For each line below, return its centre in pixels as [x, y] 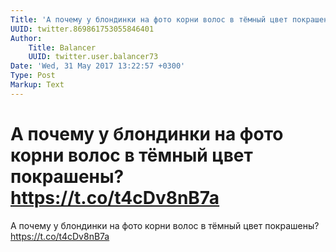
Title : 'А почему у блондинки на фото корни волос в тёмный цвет [149, 19]
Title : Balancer [62, 47]
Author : [26, 38]
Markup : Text [37, 85]
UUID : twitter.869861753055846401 [82, 29]
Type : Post [33, 76]
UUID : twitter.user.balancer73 [93, 57]
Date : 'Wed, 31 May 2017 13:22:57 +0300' [98, 66]
